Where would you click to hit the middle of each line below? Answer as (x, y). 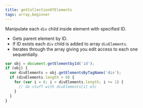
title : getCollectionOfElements (39, 10)
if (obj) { (16, 68)
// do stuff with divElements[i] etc (58, 86)
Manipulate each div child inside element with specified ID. (66, 28)
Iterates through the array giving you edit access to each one (75, 49)
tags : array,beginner (28, 14)
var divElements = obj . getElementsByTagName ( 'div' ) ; (66, 73)
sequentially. (25, 54)
